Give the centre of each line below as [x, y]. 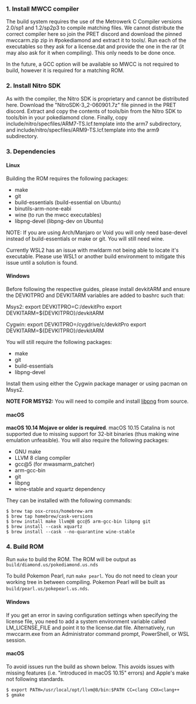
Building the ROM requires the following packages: [67, 178]
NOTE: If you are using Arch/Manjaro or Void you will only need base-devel [97, 232]
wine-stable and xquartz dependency [60, 489]
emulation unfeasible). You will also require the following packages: [87, 441]
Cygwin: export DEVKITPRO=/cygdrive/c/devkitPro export [76, 324]
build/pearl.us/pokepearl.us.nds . [48, 588]
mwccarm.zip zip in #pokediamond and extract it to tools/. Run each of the [96, 41]
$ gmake [16, 695]
